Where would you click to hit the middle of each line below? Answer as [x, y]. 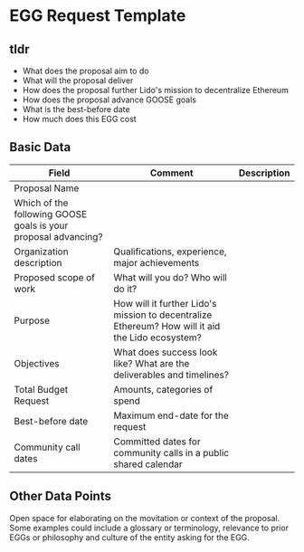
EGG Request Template [98, 16]
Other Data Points [60, 496]
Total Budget [41, 389]
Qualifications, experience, [170, 252]
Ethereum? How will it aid [166, 326]
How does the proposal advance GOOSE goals [109, 100]
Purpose [32, 320]
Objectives [37, 363]
